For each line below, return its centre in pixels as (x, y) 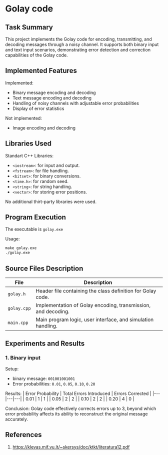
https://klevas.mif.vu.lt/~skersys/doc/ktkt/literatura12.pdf (71, 447)
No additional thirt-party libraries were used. (51, 201)
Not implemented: (24, 118)
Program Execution (36, 217)
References (23, 435)
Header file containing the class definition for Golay (96, 291)
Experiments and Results (45, 344)
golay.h (17, 294)
